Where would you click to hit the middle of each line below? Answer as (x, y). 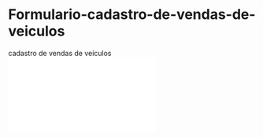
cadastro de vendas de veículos (60, 53)
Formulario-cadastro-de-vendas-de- (132, 15)
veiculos (37, 31)
